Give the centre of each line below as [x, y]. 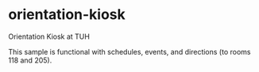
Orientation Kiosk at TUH [49, 36]
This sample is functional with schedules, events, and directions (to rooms [129, 51]
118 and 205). [30, 60]
